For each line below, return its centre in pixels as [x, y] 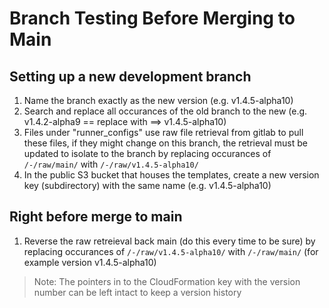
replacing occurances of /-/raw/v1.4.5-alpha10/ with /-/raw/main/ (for [171, 251]
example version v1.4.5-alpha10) [90, 262]
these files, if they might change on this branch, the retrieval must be [165, 143]
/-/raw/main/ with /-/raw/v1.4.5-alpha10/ [111, 164]
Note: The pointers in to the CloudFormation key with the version [167, 281]
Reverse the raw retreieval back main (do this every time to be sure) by [169, 241]
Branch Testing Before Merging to [152, 18]
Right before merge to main [96, 217]
